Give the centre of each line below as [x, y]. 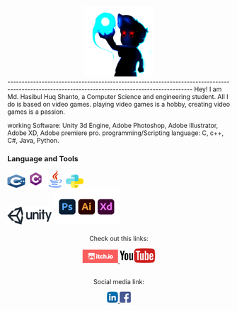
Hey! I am [208, 89]
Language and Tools [43, 158]
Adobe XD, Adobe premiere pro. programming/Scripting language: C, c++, [116, 133]
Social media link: [119, 282]
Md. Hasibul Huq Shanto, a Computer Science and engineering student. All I [118, 96]
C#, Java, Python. [33, 140]
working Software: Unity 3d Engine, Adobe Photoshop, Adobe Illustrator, [113, 125]
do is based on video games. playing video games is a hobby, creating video [119, 104]
